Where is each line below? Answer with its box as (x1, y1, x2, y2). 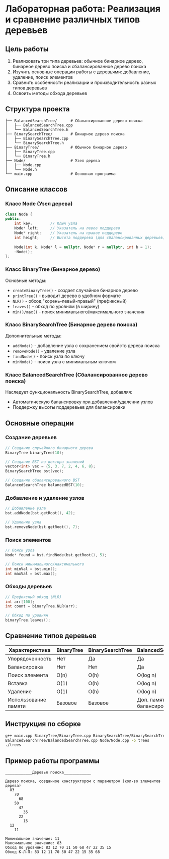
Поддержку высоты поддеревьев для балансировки (12, 404, 126, 410)
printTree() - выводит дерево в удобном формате (12, 293, 121, 299)
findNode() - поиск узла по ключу (12, 353, 85, 359)
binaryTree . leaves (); (5, 617, 51, 623)
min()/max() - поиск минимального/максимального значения (12, 309, 145, 315)
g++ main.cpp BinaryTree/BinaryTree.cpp (5, 733, 92, 738)
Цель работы (5, 44, 49, 53)
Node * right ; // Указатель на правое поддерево (14, 230, 123, 235)
